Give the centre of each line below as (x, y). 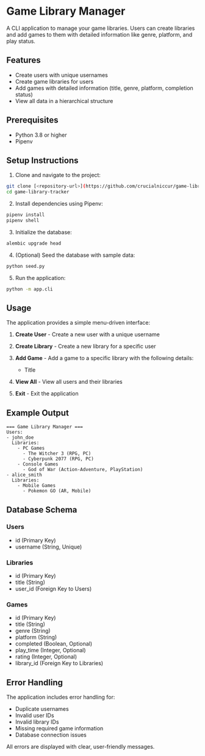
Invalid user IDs (34, 716)
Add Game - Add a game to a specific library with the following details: (104, 358)
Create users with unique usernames (61, 75)
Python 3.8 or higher (41, 135)
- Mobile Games (37, 486)
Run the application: (40, 278)
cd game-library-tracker (38, 192)
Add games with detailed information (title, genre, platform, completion (104, 88)
